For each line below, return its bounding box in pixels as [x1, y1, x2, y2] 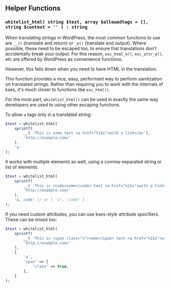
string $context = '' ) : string [5, 24, 88, 30]
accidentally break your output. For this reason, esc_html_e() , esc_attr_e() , [5, 51, 163, 57]
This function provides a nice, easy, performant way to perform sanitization [5, 75, 162, 81]
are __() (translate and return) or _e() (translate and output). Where [5, 40, 147, 46]
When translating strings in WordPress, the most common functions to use [5, 34, 160, 40]
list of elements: [5, 164, 39, 170]
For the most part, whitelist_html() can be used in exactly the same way [5, 96, 158, 102]
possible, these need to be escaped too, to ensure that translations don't [5, 45, 157, 51]
